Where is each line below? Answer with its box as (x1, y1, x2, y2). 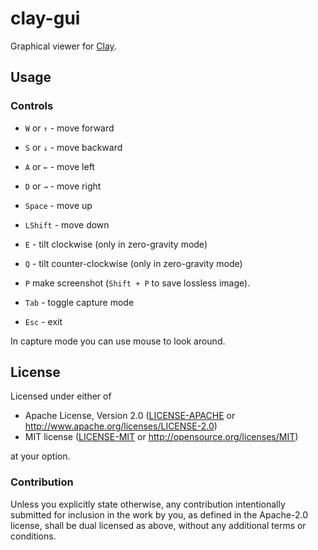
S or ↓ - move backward (24, 141, 123, 153)
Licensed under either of (10, 390, 112, 402)
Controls (10, 99, 54, 113)
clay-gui (10, 7, 81, 30)
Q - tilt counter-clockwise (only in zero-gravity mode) (24, 257, 243, 269)
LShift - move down (24, 218, 110, 231)
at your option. (10, 450, 71, 462)
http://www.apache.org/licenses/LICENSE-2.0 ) (24, 420, 218, 432)
